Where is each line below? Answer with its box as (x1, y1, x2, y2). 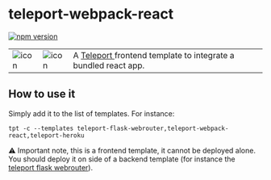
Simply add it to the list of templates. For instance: (8, 108, 175, 118)
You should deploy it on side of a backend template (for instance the (8, 154, 236, 164)
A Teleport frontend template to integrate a (73, 49, 236, 61)
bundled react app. (73, 60, 145, 71)
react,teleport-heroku (8, 131, 85, 140)
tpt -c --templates (8, 124, 74, 132)
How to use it (8, 87, 76, 101)
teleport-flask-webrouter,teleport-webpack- (77, 124, 229, 132)
